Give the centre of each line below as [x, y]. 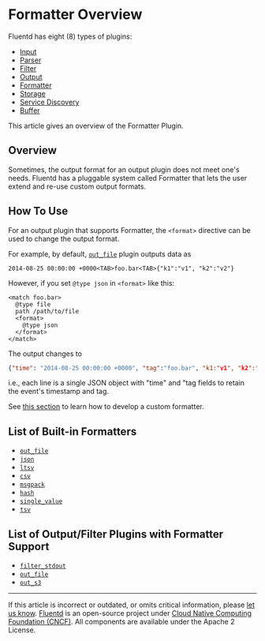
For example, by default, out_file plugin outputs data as [100, 253]
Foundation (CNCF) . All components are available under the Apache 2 [121, 622]
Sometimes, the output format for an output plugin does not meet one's [124, 169]
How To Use [38, 211]
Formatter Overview [75, 15]
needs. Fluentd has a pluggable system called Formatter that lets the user [128, 178]
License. [22, 630]
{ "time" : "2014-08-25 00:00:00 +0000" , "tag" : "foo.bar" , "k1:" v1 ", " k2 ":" [134, 368]
